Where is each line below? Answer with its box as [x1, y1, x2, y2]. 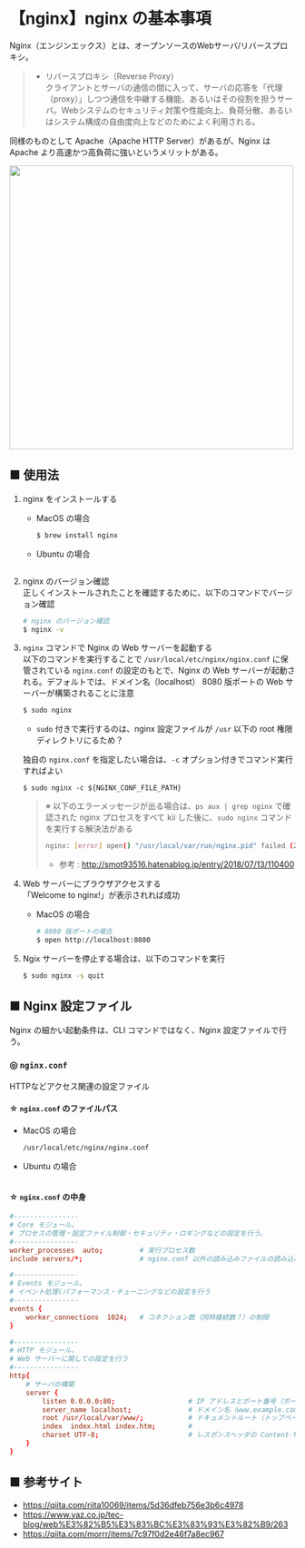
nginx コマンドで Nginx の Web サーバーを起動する [22, 642, 213, 654]
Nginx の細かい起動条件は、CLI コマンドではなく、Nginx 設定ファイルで [9, 1024, 280, 1035]
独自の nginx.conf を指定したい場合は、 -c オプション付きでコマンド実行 [22, 754, 293, 765]
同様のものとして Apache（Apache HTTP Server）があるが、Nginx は [9, 135, 271, 146]
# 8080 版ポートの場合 [35, 927, 113, 936]
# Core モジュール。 [9, 1220, 79, 1230]
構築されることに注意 [54, 687, 134, 699]
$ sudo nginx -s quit [22, 971, 104, 981]
